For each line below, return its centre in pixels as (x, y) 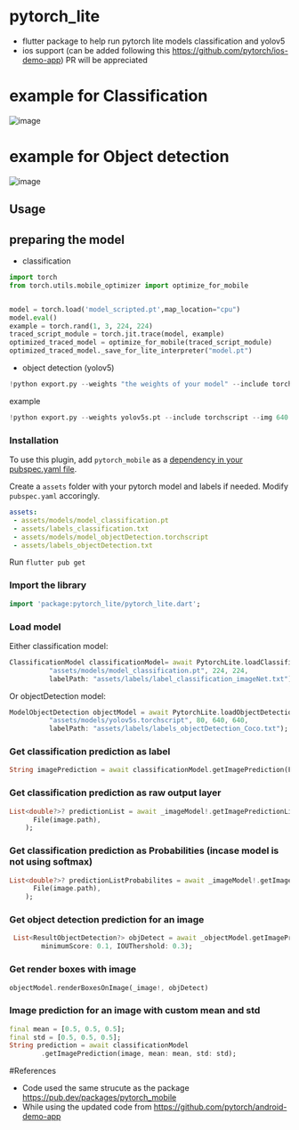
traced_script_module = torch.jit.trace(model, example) (117, 334)
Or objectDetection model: (58, 695)
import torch (33, 278)
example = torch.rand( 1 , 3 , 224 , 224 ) (81, 326)
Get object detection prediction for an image (107, 920)
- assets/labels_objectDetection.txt (83, 545)
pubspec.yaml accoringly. (55, 496)
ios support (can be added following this (96, 50)
